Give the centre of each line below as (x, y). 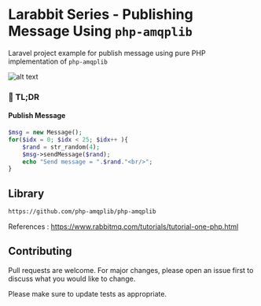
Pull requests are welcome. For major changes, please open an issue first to (131, 270)
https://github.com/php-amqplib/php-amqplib (82, 212)
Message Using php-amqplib (100, 31)
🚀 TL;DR (24, 97)
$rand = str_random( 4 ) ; (61, 147)
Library (26, 193)
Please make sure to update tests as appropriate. (88, 293)
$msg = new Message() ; (45, 133)
